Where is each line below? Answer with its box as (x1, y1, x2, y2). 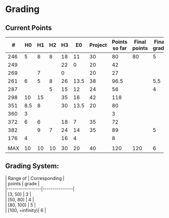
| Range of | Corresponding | (5, 175, 64, 181)
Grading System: (5, 162, 59, 170)
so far (112, 45, 127, 51)
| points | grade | (5, 180, 40, 186)
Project (89, 42, 107, 48)
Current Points (5, 24, 52, 32)
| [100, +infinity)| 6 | (5, 207, 46, 213)
